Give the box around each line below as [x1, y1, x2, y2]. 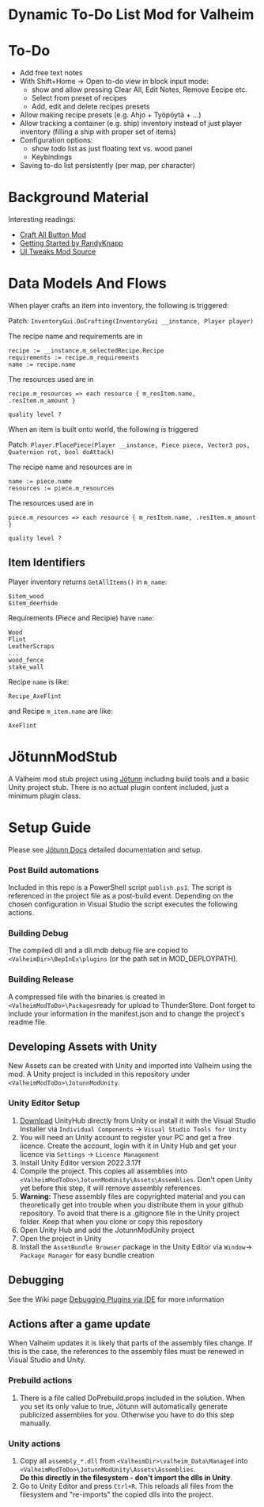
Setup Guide [8, 818, 92, 837]
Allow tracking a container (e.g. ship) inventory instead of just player [19, 119, 243, 128]
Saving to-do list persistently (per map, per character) [19, 161, 196, 170]
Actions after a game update [8, 1317, 151, 1330]
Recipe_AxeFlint [8, 692, 62, 700]
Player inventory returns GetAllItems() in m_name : [8, 577, 168, 586]
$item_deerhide [8, 599, 58, 607]
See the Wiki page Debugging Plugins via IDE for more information [8, 1294, 224, 1304]
